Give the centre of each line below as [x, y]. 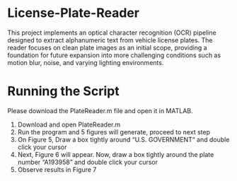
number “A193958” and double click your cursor [87, 162]
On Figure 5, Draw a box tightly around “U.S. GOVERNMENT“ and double [123, 139]
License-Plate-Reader [74, 13]
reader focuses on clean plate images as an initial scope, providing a [107, 47]
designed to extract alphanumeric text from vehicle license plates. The [110, 40]
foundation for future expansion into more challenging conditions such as [114, 55]
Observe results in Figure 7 [57, 169]
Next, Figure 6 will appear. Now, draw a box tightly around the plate [116, 154]
